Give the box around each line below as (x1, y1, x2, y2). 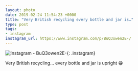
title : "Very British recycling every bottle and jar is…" (5, 17, 134, 22)
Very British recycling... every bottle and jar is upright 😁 (5, 60, 124, 66)
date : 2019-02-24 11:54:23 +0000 (5, 12, 77, 17)
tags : (5, 27, 17, 32)
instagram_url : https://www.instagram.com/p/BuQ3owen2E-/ (5, 36, 131, 41)
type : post (5, 21, 29, 27)
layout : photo (5, 7, 36, 13)
